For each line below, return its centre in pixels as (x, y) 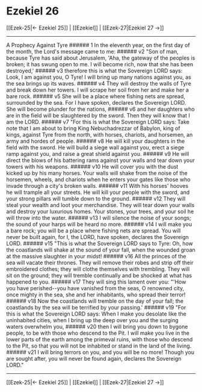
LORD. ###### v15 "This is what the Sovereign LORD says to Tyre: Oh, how (100, 243)
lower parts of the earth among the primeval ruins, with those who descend (99, 339)
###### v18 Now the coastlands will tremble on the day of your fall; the (95, 301)
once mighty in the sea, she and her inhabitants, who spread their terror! (96, 294)
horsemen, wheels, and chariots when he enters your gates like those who (98, 179)
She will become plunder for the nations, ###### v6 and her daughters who (101, 109)
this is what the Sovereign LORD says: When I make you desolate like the (96, 314)
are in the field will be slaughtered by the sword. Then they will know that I (98, 115)
